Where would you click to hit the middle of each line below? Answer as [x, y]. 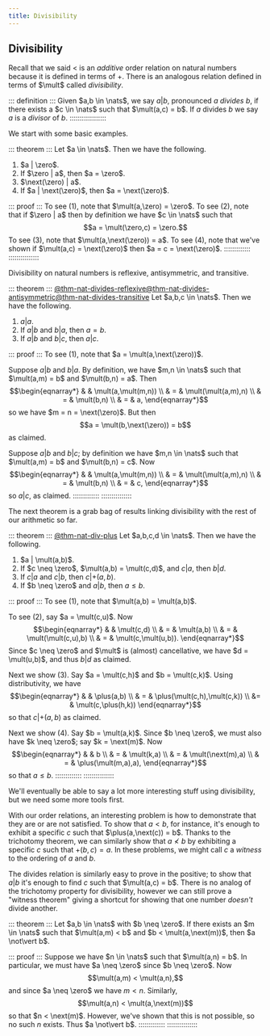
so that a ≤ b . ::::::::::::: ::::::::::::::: [61, 776]
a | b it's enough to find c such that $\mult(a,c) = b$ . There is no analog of [130, 882]
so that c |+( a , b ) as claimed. [55, 718]
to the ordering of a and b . [52, 858]
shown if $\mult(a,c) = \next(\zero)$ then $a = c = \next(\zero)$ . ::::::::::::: [130, 249]
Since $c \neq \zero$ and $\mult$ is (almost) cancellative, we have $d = [129, 651]
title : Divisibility [43, 16]
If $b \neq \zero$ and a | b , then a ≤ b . [82, 586]
